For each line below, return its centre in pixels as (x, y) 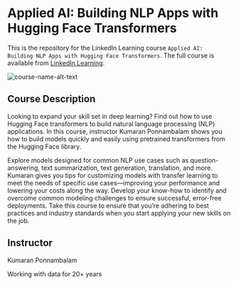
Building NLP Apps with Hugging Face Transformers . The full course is (111, 55)
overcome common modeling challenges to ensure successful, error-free (114, 198)
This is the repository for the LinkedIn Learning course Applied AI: (105, 48)
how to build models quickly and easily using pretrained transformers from (117, 139)
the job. (18, 220)
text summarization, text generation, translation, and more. (127, 168)
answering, (24, 168)
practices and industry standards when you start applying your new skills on (119, 213)
